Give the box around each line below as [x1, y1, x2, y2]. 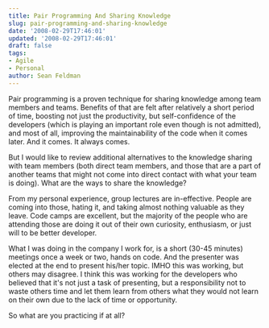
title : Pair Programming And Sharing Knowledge [8, 11, 172, 20]
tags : [8, 49, 27, 57]
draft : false [8, 42, 52, 50]
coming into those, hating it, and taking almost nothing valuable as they [8, 202, 245, 212]
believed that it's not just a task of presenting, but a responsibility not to [8, 277, 246, 287]
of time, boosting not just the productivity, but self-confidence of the [8, 110, 236, 121]
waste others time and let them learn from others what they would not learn [8, 286, 259, 296]
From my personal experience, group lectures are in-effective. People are [8, 193, 252, 203]
